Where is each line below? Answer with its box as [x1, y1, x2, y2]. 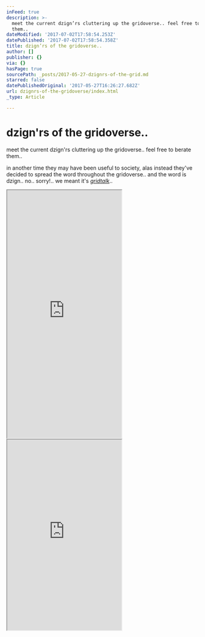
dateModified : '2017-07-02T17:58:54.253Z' [6, 32, 116, 38]
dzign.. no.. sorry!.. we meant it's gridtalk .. [6, 177, 113, 184]
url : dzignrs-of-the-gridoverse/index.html [6, 88, 119, 95]
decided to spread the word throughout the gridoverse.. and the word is [6, 170, 187, 178]
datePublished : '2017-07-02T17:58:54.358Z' [6, 37, 119, 43]
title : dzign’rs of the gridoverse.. [6, 43, 103, 49]
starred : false [6, 77, 45, 83]
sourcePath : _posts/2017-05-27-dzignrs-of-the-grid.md [6, 71, 149, 77]
